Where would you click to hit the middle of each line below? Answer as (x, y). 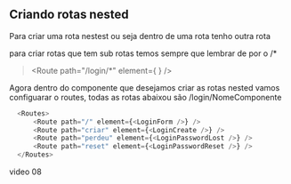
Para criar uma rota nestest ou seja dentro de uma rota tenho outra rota (140, 36)
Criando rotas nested (69, 15)
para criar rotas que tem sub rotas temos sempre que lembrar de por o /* (143, 53)
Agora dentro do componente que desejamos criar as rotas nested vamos (145, 87)
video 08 (25, 172)
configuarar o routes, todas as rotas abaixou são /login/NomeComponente (145, 97)
